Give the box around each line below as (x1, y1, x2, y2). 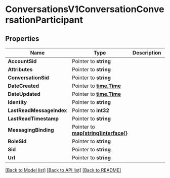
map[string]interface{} (71, 130, 128, 137)
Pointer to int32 (71, 107, 110, 114)
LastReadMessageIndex (8, 107, 67, 114)
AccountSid (8, 58, 37, 65)
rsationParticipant (5, 14, 83, 26)
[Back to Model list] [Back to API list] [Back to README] (5, 167, 121, 173)
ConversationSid (8, 74, 49, 81)
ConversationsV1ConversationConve (5, 4, 164, 15)
